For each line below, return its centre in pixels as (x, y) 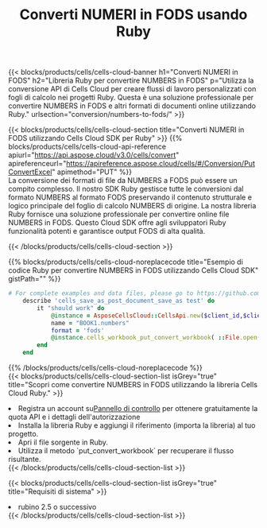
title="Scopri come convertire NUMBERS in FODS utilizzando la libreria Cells (133, 385)
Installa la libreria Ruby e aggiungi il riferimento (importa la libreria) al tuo (137, 425)
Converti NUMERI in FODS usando (133, 15)
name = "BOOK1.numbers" (90, 323)
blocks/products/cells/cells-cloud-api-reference (87, 147)
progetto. (23, 434)
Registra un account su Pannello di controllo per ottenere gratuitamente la (138, 409)
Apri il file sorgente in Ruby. (64, 442)
